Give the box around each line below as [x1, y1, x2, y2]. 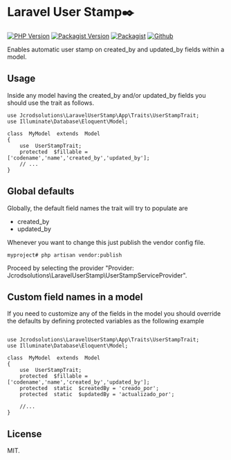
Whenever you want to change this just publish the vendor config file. [7, 238, 205, 246]
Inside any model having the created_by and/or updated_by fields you [7, 91, 206, 99]
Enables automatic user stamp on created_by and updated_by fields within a [7, 45, 225, 53]
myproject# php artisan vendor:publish [7, 251, 122, 259]
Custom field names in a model [7, 291, 143, 303]
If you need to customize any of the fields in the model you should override [7, 309, 221, 318]
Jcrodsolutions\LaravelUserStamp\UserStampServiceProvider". [7, 271, 187, 280]
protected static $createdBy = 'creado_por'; [19, 385, 159, 392]
